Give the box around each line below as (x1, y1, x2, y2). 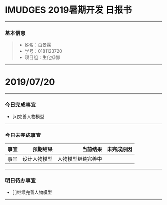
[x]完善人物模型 (12, 114, 45, 120)
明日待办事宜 (5, 177, 36, 184)
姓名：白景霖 (24, 42, 51, 48)
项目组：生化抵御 (24, 54, 60, 60)
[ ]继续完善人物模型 (12, 189, 52, 195)
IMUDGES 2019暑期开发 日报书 (5, 4, 132, 16)
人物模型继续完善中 (57, 155, 103, 162)
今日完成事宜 (5, 101, 36, 108)
